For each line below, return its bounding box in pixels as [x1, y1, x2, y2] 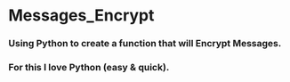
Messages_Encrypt [8, 5, 155, 26]
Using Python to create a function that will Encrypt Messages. [8, 37, 282, 50]
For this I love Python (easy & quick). [8, 61, 170, 74]
